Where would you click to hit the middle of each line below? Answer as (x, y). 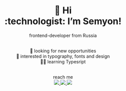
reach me (63, 77)
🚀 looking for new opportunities (63, 51)
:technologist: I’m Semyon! (63, 21)
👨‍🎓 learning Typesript (63, 61)
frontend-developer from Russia (63, 35)
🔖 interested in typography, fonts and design (63, 56)
